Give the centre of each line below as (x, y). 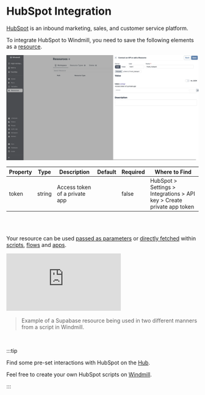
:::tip (12, 351)
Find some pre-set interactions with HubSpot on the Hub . (78, 363)
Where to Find (173, 172)
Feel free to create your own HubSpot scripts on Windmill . (79, 375)
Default (107, 172)
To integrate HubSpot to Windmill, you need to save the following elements (100, 40)
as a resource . (24, 46)
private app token (172, 207)
